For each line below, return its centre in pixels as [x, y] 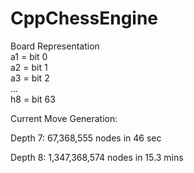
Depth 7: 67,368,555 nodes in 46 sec [86, 138]
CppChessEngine [84, 18]
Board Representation [55, 46]
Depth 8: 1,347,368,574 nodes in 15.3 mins [97, 157]
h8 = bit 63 [33, 99]
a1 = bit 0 [29, 56]
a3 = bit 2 [30, 78]
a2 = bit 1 [29, 67]
